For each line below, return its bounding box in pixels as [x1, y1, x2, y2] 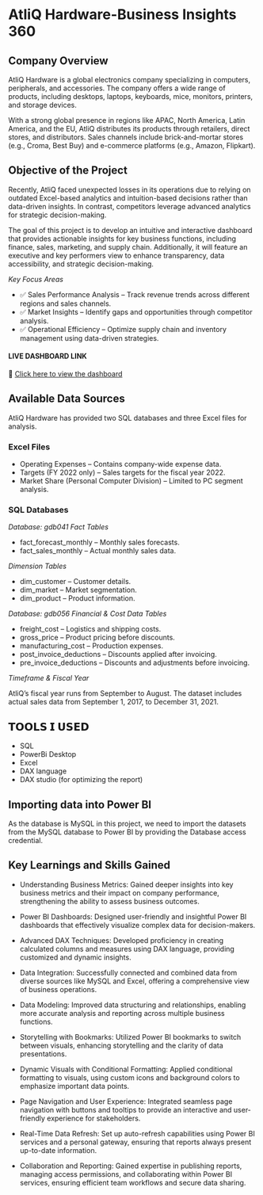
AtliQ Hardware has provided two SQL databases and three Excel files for [8, 413, 247, 422]
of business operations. [19, 984, 97, 994]
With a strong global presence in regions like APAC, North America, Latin [8, 116, 246, 124]
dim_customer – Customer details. [19, 577, 131, 586]
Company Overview [8, 54, 109, 67]
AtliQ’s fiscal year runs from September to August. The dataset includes [8, 689, 242, 698]
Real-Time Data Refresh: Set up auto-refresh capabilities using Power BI [19, 1128, 255, 1138]
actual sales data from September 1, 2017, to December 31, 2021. [8, 697, 219, 707]
